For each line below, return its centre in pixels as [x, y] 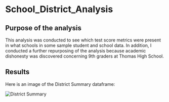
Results [17, 72]
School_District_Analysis [59, 9]
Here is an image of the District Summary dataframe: [60, 84]
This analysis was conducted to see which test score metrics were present [83, 40]
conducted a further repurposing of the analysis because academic [76, 51]
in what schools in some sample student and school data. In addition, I [78, 45]
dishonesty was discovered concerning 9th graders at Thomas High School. [85, 56]
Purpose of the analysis [44, 28]
